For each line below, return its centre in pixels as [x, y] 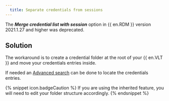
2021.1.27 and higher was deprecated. [45, 30]
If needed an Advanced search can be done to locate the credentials [77, 73]
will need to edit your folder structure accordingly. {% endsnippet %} [77, 93]
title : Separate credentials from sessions [56, 10]
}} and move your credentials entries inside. [51, 63]
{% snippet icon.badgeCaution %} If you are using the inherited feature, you [85, 88]
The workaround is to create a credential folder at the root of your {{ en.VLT [84, 58]
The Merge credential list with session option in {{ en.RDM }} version [78, 24]
